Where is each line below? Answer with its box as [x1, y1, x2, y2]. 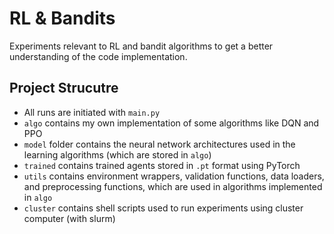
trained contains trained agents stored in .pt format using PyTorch [23, 159, 301, 171]
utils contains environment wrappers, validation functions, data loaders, [23, 170, 325, 182]
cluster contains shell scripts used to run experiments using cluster [23, 202, 304, 214]
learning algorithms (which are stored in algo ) [23, 148, 212, 161]
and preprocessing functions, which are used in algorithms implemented [23, 180, 323, 192]
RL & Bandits [9, 7, 116, 30]
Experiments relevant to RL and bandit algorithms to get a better [9, 40, 274, 52]
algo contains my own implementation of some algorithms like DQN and [23, 117, 320, 129]
